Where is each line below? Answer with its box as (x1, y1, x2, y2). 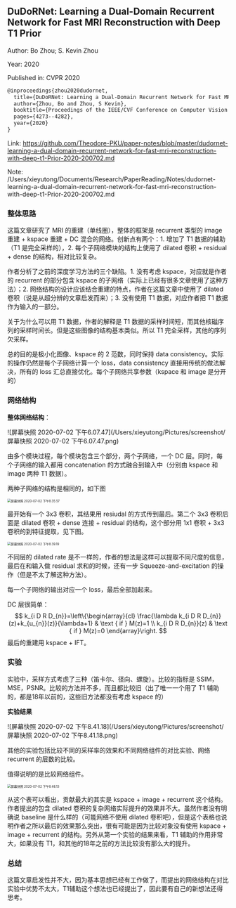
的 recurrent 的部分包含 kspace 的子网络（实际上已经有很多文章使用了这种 (7, 276, 223, 285)
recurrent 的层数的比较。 (7, 755, 79, 763)
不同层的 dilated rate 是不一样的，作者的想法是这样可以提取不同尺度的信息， (7, 552, 228, 561)
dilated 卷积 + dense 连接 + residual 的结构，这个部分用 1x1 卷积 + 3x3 (20, 518, 225, 526)
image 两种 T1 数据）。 (7, 469, 71, 477)
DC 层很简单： (7, 600, 49, 609)
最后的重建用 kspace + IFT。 (7, 638, 90, 647)
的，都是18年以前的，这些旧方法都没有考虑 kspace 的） (7, 692, 168, 701)
